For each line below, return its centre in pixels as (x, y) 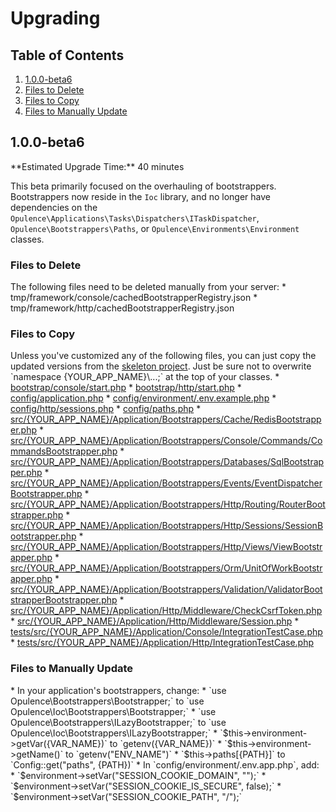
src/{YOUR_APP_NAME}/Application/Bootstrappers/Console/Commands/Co (166, 441)
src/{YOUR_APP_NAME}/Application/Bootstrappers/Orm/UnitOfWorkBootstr (166, 568)
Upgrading (55, 18)
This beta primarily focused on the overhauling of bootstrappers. (143, 186)
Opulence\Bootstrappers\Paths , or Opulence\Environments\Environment (155, 228)
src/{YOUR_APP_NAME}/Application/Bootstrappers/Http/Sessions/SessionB (167, 526)
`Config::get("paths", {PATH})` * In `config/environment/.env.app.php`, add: (165, 764)
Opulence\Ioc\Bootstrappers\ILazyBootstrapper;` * (114, 733)
